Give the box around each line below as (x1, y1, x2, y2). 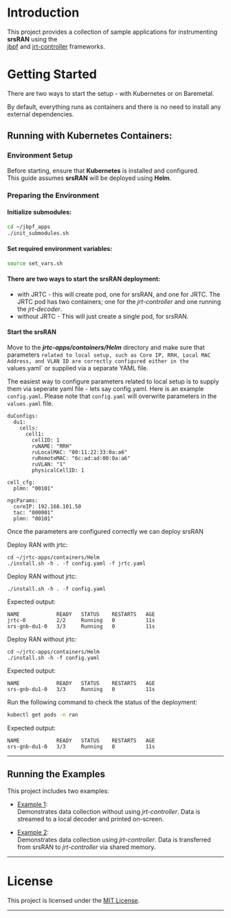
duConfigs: (7, 412, 38, 419)
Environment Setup (7, 150, 74, 160)
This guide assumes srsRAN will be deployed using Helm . (7, 174, 172, 182)
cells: (19, 424, 38, 432)
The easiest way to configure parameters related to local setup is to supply (7, 377, 219, 386)
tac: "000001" (13, 509, 54, 516)
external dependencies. (7, 110, 74, 118)
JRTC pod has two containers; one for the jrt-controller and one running (16, 297, 221, 306)
